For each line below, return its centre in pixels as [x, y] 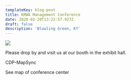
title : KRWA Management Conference [43, 15]
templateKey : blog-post [30, 10]
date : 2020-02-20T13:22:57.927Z [39, 19]
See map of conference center [37, 72]
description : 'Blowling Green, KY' [43, 29]
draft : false [19, 24]
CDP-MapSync [21, 63]
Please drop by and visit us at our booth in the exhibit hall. [66, 53]
